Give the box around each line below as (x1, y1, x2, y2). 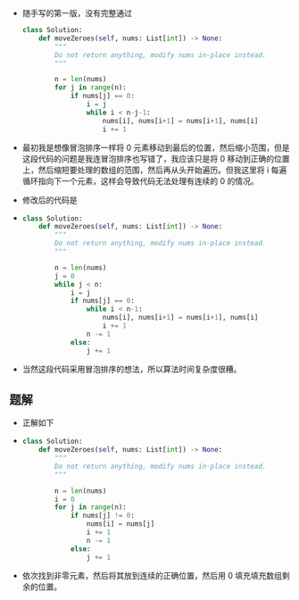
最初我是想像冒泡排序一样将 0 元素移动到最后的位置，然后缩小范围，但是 (21, 142, 290, 153)
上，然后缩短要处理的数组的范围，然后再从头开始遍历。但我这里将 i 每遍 (21, 164, 287, 175)
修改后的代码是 (21, 195, 78, 205)
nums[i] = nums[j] (86, 520, 155, 529)
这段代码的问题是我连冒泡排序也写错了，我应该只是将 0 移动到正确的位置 (21, 153, 290, 163)
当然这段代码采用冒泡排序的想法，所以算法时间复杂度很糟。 (21, 363, 242, 374)
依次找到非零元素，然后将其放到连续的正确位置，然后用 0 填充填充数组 (21, 570, 283, 580)
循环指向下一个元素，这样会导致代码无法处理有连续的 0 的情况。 (21, 175, 259, 186)
